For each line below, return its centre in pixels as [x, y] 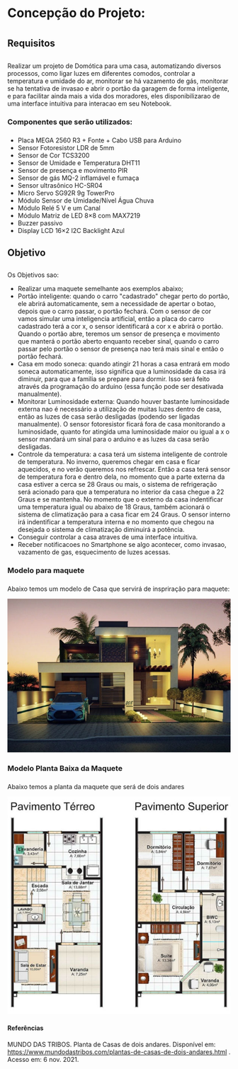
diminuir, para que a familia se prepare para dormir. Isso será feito [114, 379]
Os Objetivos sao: [33, 275]
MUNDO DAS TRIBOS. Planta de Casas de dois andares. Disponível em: [112, 1044]
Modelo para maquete [46, 570]
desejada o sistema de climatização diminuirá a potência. [101, 530]
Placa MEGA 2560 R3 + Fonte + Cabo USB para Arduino [100, 140]
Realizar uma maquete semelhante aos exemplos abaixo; [101, 289]
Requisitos [31, 44]
